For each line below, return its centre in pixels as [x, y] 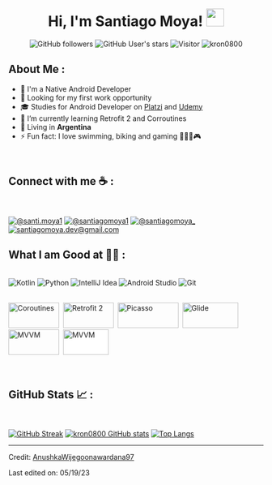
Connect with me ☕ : [61, 181]
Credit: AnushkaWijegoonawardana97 [72, 457]
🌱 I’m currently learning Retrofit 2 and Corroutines [103, 118]
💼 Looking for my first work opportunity [86, 97]
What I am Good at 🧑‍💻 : [67, 254]
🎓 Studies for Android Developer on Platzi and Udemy [111, 106]
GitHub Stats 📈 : [51, 395]
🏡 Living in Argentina [55, 127]
